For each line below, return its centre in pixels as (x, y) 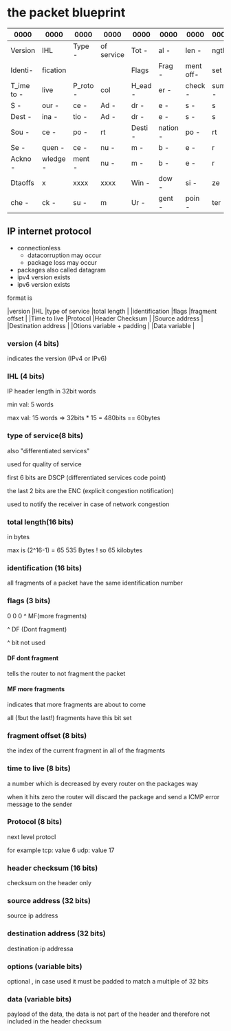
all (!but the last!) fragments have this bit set (69, 717)
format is (20, 298)
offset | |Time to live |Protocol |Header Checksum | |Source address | (105, 318)
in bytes (18, 536)
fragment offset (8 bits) (47, 735)
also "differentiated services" (48, 451)
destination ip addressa (40, 948)
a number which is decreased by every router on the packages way (102, 783)
